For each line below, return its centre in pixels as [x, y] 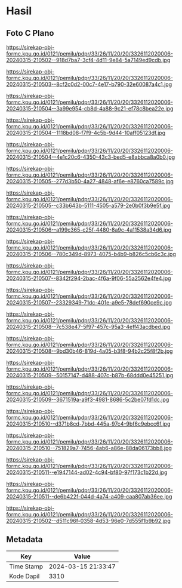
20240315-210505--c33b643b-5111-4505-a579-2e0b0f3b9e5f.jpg [88, 205]
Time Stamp [26, 567]
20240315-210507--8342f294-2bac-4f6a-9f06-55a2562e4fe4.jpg [89, 278]
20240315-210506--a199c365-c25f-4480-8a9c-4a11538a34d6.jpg [89, 230]
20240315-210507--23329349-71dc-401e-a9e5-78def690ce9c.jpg [89, 302]
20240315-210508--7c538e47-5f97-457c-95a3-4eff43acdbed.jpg [88, 327]
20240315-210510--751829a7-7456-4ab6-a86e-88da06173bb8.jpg [89, 448]
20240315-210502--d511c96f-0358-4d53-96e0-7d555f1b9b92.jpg [89, 521]
